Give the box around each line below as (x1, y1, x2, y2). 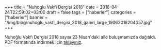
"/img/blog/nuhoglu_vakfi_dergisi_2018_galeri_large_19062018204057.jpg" (4, 19, 152, 25)
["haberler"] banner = (4, 15, 48, 20)
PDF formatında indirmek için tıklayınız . (4, 39, 83, 45)
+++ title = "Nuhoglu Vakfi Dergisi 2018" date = (4, 4, 99, 10)
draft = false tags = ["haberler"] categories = (46, 9, 136, 15)
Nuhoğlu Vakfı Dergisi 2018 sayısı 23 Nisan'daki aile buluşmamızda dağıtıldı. (4, 34, 156, 40)
